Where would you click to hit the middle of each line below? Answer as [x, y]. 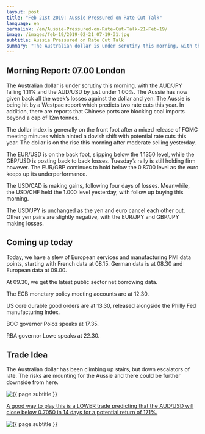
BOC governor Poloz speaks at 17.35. [53, 324]
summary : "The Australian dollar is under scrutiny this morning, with [99, 46]
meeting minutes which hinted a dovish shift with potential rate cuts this [96, 136]
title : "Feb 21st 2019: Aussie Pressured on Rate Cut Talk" [85, 18]
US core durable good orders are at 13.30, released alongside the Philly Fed [101, 305]
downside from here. [33, 382]
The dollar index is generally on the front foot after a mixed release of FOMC [102, 129]
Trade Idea [27, 354]
